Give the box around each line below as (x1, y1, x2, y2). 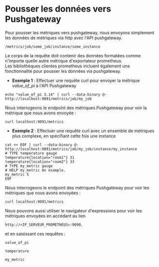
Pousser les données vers (5, 3, 111, 15)
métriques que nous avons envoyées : (5, 190, 81, 196)
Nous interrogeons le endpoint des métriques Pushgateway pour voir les (5, 185, 149, 190)
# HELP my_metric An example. (5, 168, 66, 173)
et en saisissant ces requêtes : (5, 231, 66, 236)
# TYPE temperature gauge (5, 151, 57, 156)
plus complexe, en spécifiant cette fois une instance (12, 133, 116, 139)
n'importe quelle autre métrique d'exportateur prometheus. (5, 58, 122, 63)
